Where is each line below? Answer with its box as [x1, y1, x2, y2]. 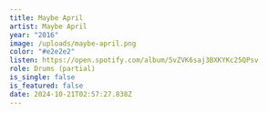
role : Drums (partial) [9, 65, 96, 74]
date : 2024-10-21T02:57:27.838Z [9, 89, 132, 98]
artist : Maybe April [9, 22, 88, 31]
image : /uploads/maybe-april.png [9, 38, 137, 48]
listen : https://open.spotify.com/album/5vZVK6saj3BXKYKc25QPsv [9, 56, 259, 65]
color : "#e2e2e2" [9, 47, 76, 56]
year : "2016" [9, 30, 59, 39]
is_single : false [9, 73, 76, 82]
